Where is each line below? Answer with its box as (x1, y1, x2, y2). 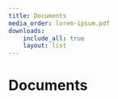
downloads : (8, 27, 45, 35)
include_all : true (23, 34, 85, 43)
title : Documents (8, 11, 67, 20)
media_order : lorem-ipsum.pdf (8, 19, 111, 27)
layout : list (23, 42, 67, 50)
